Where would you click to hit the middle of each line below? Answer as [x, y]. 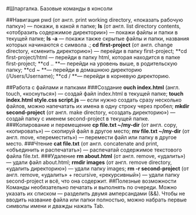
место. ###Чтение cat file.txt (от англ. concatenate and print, [82, 144]
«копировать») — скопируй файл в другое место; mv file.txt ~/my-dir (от [98, 131]
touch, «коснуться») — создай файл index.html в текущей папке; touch [95, 94]
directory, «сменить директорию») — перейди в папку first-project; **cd [97, 51]
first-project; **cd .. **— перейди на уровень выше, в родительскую [92, 63]
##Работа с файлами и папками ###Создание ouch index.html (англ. [93, 87]
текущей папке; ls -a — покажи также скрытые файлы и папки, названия [98, 38]
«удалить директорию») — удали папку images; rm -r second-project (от [98, 169]
